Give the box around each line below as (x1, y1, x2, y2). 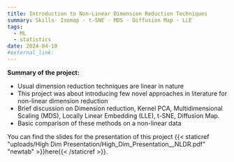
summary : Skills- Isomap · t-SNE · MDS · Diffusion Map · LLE (7, 17, 192, 24)
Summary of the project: (7, 68, 80, 77)
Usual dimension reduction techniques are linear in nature (17, 82, 184, 90)
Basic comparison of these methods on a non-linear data (17, 119, 182, 127)
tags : (7, 23, 23, 30)
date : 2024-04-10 (7, 43, 58, 50)
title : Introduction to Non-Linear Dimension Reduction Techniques (7, 10, 208, 17)
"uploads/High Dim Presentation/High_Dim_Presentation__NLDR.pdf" (7, 140, 206, 148)
